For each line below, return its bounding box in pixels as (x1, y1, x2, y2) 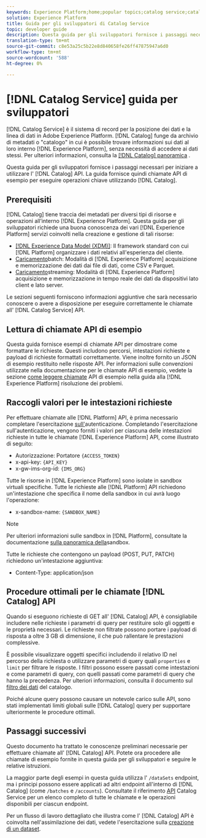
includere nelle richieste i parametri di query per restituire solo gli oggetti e (6, 619, 195, 627)
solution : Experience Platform (6, 15, 86, 21)
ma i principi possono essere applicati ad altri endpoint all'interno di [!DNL (6, 780, 194, 788)
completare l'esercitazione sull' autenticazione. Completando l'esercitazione (6, 420, 198, 428)
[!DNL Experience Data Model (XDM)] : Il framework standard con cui (15, 242, 189, 249)
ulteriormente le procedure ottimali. (6, 708, 96, 716)
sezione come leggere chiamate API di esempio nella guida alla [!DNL (6, 373, 182, 381)
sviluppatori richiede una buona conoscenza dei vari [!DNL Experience (6, 224, 185, 231)
